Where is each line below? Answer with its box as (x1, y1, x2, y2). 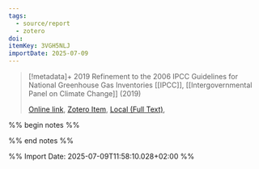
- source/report (15, 19, 70, 27)
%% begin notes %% (8, 120, 80, 129)
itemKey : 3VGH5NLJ (8, 42, 70, 50)
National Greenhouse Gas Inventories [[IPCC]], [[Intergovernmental (28, 80, 253, 90)
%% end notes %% (8, 136, 74, 146)
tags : (8, 11, 27, 20)
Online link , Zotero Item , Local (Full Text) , (28, 104, 166, 114)
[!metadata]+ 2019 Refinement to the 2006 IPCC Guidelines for (28, 72, 239, 81)
